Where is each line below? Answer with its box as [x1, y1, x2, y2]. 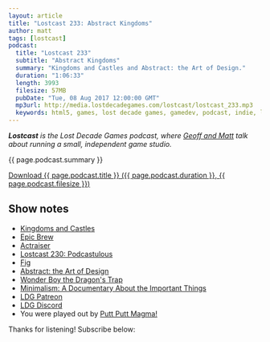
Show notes [8, 202, 69, 216]
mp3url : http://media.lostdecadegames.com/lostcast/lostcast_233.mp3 [15, 101, 253, 109]
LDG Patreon [19, 291, 63, 301]
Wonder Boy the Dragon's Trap [19, 275, 123, 284]
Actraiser [19, 240, 51, 250]
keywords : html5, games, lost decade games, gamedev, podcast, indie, [15, 109, 257, 117]
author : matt [8, 26, 52, 35]
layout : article [8, 11, 63, 20]
